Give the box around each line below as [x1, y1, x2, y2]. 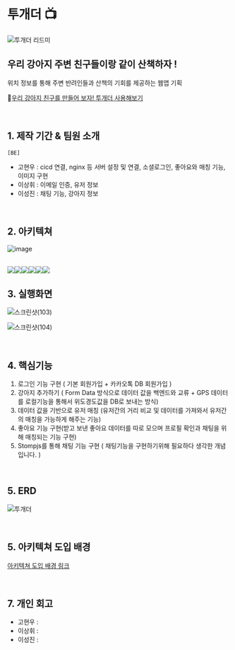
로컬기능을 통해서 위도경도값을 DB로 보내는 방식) [25, 397, 159, 406]
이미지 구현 [17, 171, 49, 180]
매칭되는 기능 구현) [25, 433, 77, 441]
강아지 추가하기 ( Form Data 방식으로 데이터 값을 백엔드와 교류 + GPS [17, 389, 210, 397]
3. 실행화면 [7, 287, 53, 300]
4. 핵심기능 [7, 359, 53, 372]
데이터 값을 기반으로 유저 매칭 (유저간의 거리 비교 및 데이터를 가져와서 [17, 406, 208, 414]
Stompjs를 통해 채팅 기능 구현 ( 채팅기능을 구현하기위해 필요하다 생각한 [17, 442, 213, 450]
